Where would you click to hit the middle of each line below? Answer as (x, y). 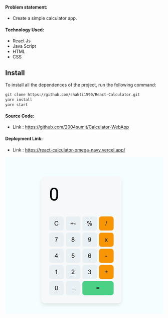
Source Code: (20, 116)
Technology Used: (25, 30)
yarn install (19, 100)
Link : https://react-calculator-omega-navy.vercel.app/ (69, 150)
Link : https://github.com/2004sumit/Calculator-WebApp (71, 127)
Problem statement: (26, 7)
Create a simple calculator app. (45, 18)
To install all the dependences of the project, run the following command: (81, 85)
